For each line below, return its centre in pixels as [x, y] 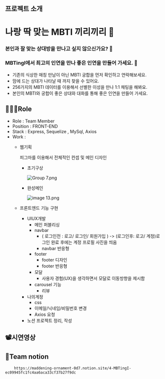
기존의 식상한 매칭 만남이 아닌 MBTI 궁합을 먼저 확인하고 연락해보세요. [79, 75]
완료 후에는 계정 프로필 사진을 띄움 [84, 242]
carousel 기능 [48, 284]
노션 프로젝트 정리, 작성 [50, 320]
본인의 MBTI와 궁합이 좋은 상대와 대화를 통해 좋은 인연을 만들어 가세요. [80, 93]
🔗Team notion [27, 357]
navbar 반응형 [56, 248]
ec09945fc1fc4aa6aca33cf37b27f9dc [41, 372]
